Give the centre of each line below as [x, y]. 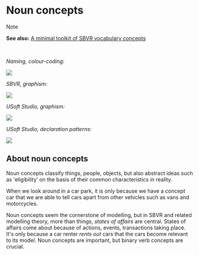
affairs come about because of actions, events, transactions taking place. [96, 227]
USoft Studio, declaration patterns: [49, 129]
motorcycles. [22, 203]
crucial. [15, 246]
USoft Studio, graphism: [36, 106]
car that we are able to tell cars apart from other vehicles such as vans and [98, 197]
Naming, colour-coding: [35, 61]
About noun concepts [47, 159]
